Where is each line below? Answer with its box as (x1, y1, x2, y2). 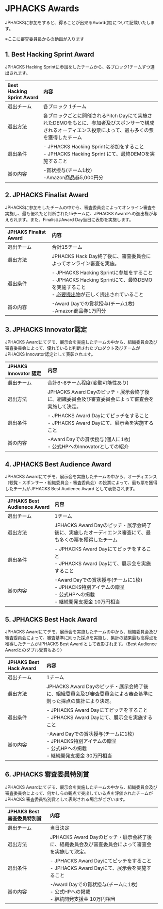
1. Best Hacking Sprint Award (5, 51, 95, 59)
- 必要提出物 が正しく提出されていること (51, 291, 144, 298)
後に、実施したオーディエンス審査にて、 (54, 529, 147, 536)
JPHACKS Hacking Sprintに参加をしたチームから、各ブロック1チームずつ (5, 64, 151, 69)
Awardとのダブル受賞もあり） (5, 647, 65, 652)
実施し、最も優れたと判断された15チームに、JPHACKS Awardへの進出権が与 (5, 210, 158, 216)
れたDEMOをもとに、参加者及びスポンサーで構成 (43, 120, 154, 126)
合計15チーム (51, 243, 82, 250)
